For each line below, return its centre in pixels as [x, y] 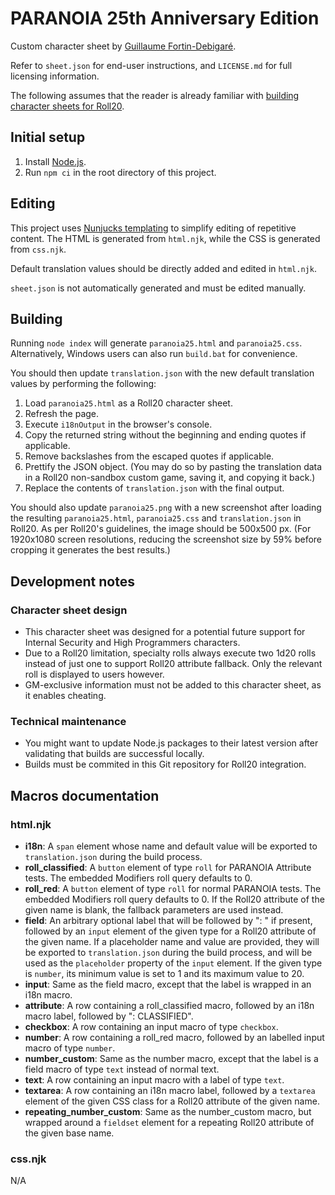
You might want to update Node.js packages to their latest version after [171, 743]
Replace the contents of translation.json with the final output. [154, 488]
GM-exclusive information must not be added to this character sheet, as [173, 685]
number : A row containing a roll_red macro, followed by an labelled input [174, 1038]
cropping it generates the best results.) [90, 550]
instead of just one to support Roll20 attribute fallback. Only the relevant [173, 664]
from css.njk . [38, 249]
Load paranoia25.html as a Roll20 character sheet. [128, 403]
